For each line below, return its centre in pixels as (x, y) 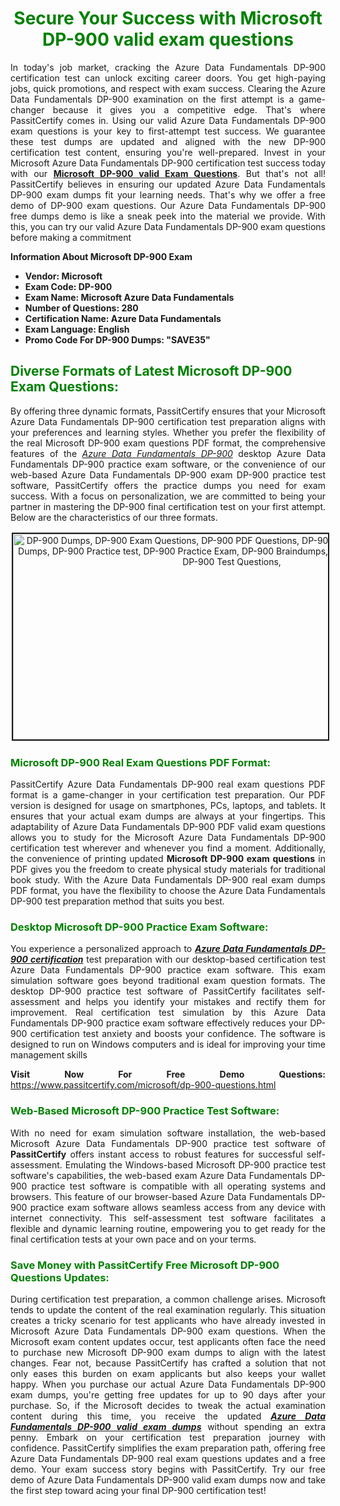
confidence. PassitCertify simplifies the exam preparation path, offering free (168, 1448)
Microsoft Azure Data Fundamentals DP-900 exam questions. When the (168, 1331)
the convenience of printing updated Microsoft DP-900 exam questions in (168, 859)
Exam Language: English (77, 329)
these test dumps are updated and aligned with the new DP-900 (168, 141)
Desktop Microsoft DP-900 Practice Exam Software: (139, 927)
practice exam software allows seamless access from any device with (177, 1207)
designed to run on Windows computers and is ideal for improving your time (168, 1044)
